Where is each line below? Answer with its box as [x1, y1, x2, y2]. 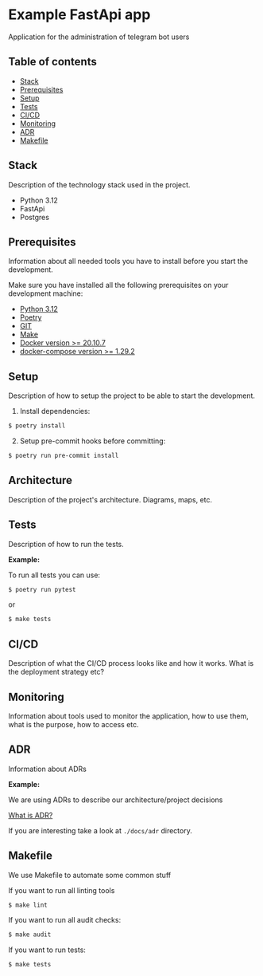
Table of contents [8, 55, 97, 69]
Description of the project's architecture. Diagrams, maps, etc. [8, 494, 213, 504]
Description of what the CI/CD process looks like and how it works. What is [8, 659, 254, 668]
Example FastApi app [8, 6, 151, 24]
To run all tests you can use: [8, 570, 101, 580]
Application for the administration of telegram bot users [8, 32, 190, 41]
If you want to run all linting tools [8, 885, 115, 895]
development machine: [8, 289, 83, 298]
